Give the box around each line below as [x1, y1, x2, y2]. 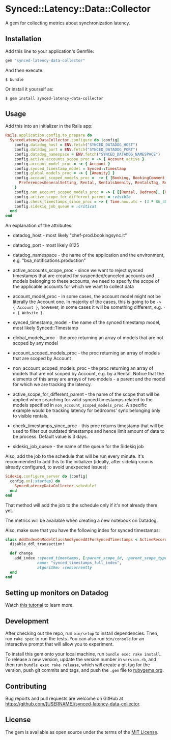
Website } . [22, 310, 44, 316]
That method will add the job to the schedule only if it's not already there [5, 502, 158, 508]
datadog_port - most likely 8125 [12, 242, 79, 248]
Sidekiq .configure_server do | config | [5, 474, 88, 479]
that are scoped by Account [12, 356, 71, 362]
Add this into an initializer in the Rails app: [5, 123, 93, 129]
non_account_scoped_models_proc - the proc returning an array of [12, 365, 154, 371]
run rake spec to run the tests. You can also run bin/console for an [5, 636, 145, 642]
